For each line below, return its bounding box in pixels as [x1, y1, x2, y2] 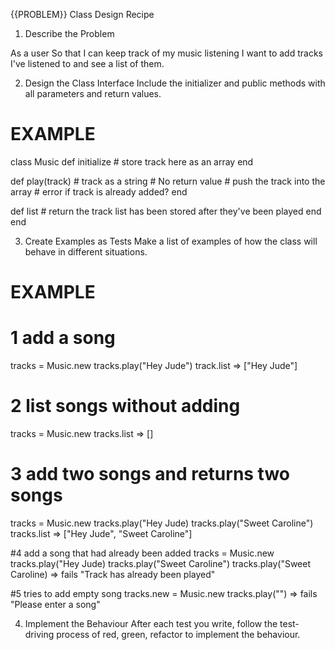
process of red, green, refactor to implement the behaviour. [56, 628, 301, 640]
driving [24, 628, 55, 640]
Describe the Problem [24, 28, 115, 39]
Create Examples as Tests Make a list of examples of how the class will [24, 235, 318, 247]
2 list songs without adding [10, 395, 241, 418]
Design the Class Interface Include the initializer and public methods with [24, 77, 326, 89]
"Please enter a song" [10, 598, 101, 610]
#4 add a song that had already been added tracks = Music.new [10, 547, 275, 559]
